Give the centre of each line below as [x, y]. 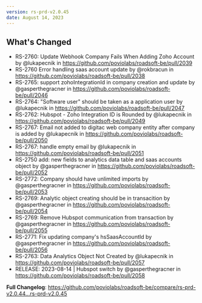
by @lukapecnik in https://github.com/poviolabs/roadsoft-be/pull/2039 [104, 63]
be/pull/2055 [31, 230]
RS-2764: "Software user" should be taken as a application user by [99, 102]
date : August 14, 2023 [35, 18]
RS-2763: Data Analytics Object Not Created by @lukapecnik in [94, 256]
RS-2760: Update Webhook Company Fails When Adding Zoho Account [105, 57]
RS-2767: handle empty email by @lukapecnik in [76, 147]
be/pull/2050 [31, 141]
